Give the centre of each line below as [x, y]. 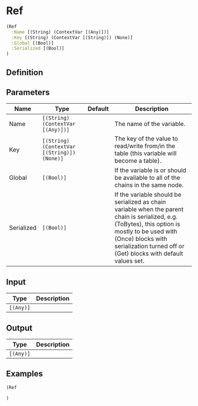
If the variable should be [148, 194]
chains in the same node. [149, 185]
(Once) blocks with [141, 239]
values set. [129, 261]
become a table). [138, 161]
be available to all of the [148, 178]
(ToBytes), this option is [148, 224]
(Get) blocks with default [149, 253]
